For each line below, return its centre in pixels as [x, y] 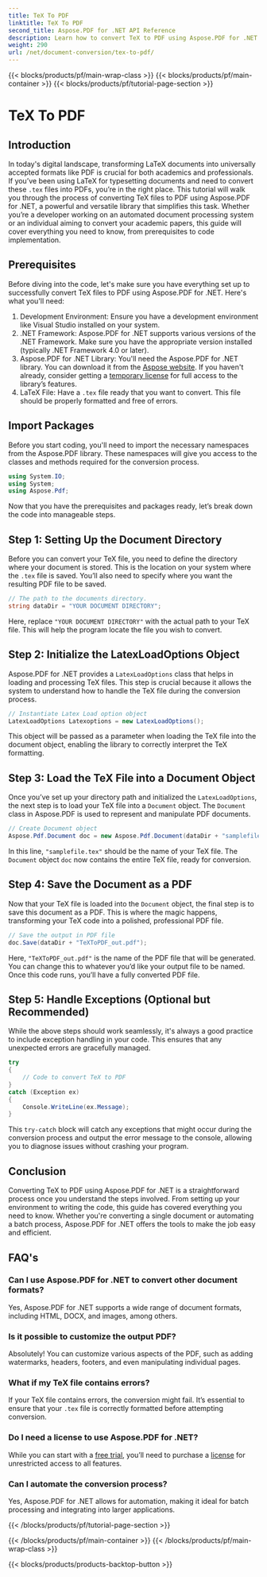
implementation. [35, 240]
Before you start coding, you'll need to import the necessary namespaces [129, 445]
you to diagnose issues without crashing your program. [99, 1146]
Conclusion [37, 1171]
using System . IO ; [37, 476]
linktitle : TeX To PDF [46, 23]
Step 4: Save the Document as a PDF [100, 885]
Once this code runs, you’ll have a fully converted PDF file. [104, 975]
